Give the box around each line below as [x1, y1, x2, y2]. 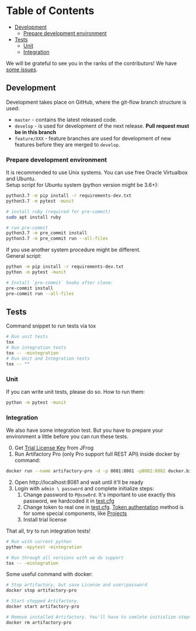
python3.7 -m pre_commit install [6, 230, 87, 236]
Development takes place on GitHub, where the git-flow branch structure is [6, 98, 187, 105]
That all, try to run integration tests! [6, 527, 91, 534]
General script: [6, 253, 42, 260]
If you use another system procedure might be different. [6, 246, 141, 253]
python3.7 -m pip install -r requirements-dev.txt [6, 193, 132, 199]
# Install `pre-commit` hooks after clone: [6, 279, 114, 285]
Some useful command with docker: [6, 571, 93, 578]
